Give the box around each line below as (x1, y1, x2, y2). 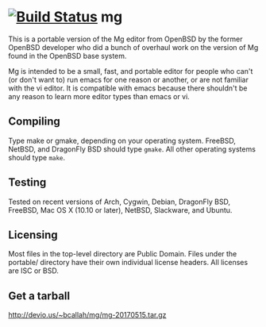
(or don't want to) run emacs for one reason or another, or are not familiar (8, 75, 249, 84)
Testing (8, 175, 47, 190)
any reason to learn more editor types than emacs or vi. (8, 91, 191, 101)
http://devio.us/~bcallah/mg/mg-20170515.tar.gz (8, 310, 167, 320)
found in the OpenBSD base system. (8, 51, 127, 60)
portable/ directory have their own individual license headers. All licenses (8, 258, 249, 267)
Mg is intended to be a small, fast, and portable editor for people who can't (8, 66, 253, 75)
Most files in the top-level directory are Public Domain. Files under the (8, 249, 237, 259)
